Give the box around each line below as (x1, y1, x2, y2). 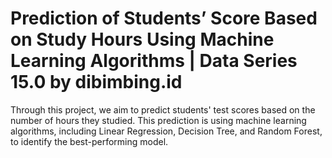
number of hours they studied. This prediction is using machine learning (10, 114, 307, 126)
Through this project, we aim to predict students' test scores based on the (10, 103, 316, 116)
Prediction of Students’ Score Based (10, 7, 318, 30)
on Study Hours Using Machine (10, 28, 275, 51)
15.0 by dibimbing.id (10, 71, 183, 94)
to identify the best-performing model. (10, 135, 169, 147)
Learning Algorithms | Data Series (10, 50, 298, 72)
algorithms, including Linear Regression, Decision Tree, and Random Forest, (10, 125, 323, 137)
